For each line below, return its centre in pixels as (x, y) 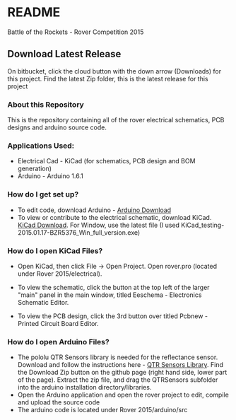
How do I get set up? (43, 194)
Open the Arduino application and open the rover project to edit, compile (123, 395)
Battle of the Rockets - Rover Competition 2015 (76, 32)
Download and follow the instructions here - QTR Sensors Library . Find (120, 365)
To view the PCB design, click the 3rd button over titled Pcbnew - (113, 316)
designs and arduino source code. (57, 127)
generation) (34, 169)
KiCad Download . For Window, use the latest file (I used (99, 225)
